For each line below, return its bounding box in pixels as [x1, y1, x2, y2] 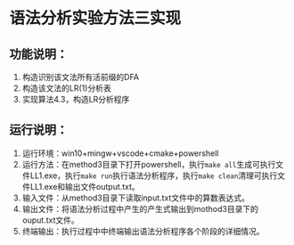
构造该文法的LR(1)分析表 [21, 83, 111, 94]
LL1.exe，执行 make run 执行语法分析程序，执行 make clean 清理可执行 [29, 170, 278, 181]
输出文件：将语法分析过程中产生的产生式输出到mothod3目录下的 [21, 203, 258, 214]
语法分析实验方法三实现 [9, 8, 182, 29]
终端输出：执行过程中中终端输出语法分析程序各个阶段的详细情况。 [21, 225, 265, 236]
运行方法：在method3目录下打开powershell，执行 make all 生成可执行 [21, 159, 276, 169]
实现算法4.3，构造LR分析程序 [21, 94, 130, 104]
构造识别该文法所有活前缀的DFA [21, 72, 140, 82]
